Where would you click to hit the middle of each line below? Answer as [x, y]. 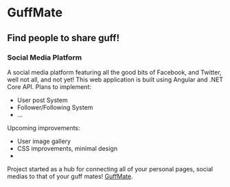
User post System [42, 100]
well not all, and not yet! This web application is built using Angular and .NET [115, 79]
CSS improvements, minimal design [67, 148]
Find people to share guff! [64, 38]
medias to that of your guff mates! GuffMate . [70, 176]
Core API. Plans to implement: [49, 86]
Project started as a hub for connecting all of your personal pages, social [110, 169]
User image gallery [44, 141]
